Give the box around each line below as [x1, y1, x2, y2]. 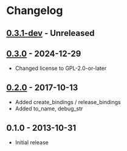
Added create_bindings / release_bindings [15, 99, 121, 106]
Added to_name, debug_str [15, 105, 83, 113]
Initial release [15, 139, 49, 146]
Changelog [6, 4, 63, 18]
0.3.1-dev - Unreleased [6, 28, 95, 38]
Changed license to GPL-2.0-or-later [15, 65, 107, 72]
